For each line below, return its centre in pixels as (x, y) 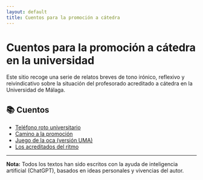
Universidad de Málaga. (36, 90)
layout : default (27, 12)
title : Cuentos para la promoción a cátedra (63, 18)
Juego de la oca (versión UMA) (54, 141)
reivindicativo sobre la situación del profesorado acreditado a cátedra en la (100, 84)
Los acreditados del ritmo (47, 147)
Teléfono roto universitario (48, 127)
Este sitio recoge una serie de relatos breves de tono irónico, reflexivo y (95, 77)
